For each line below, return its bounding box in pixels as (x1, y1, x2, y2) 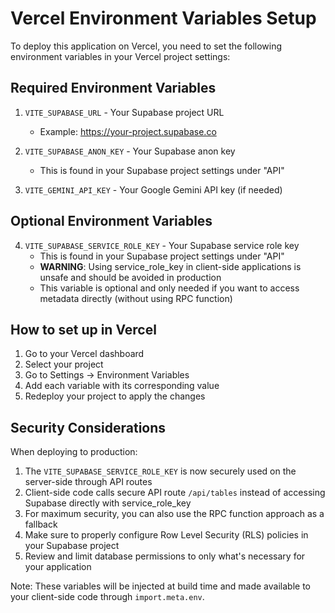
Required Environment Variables (10, 80, 217, 97)
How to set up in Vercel (10, 321, 157, 338)
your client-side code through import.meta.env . (10, 591, 205, 603)
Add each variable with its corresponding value (24, 380, 220, 392)
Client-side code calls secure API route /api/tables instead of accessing (24, 487, 326, 499)
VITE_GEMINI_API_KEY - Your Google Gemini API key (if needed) (24, 183, 283, 196)
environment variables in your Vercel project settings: (10, 50, 231, 62)
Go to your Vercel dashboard (24, 348, 145, 360)
